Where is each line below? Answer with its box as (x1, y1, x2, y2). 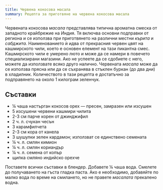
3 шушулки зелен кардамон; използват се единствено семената (12, 134, 147, 140)
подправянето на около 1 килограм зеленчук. (5, 76, 100, 82)
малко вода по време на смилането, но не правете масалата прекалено (5, 174, 157, 180)
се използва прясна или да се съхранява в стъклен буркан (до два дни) (5, 66, 156, 72)
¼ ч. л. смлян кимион (12, 139, 57, 145)
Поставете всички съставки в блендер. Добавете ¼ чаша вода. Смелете (5, 164, 157, 170)
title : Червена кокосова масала (5, 7, 71, 12)
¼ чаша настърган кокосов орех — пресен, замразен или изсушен (12, 103, 152, 109)
